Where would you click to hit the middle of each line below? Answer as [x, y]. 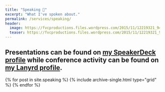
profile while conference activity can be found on [82, 60]
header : [13, 23]
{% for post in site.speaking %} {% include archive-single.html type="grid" [81, 80]
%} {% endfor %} [23, 85]
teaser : [17, 32]
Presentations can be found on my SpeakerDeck [81, 52]
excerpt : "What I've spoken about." [42, 14]
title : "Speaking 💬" [26, 10]
